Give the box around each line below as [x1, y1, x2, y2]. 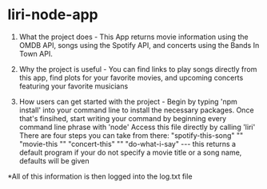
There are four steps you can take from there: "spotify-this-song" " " [18, 130, 244, 140]
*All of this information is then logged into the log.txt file [7, 171, 193, 181]
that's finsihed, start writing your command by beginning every [18, 113, 227, 123]
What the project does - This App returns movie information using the [18, 32, 249, 41]
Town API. [18, 49, 53, 58]
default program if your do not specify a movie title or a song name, [18, 148, 242, 157]
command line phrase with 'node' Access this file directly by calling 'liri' [18, 122, 256, 132]
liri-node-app [7, 6, 98, 24]
